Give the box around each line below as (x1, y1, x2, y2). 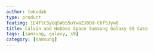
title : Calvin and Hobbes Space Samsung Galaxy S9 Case (6, 25, 148, 32)
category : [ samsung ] (6, 36, 58, 42)
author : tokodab (6, 8, 47, 15)
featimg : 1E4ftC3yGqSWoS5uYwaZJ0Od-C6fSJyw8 (6, 20, 119, 26)
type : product (6, 14, 42, 20)
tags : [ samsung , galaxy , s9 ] (6, 31, 79, 37)
